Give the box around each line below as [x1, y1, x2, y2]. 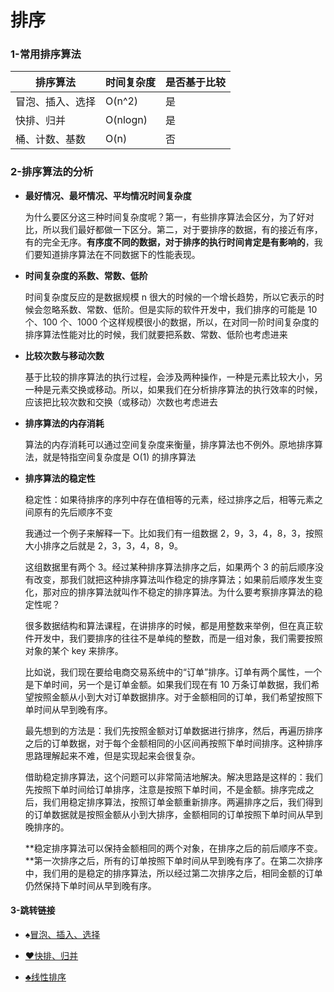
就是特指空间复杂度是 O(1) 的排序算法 [42, 451, 197, 463]
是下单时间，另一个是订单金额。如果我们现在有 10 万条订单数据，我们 [24, 678, 312, 690]
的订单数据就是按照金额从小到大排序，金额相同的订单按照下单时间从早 [24, 808, 315, 820]
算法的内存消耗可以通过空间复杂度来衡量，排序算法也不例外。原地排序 [24, 438, 315, 450]
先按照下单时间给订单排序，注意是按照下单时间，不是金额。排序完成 [24, 783, 306, 795]
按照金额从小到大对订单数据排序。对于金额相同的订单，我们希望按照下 [33, 691, 323, 703]
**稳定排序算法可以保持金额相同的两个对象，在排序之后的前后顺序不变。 [24, 842, 323, 854]
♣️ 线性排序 [24, 971, 67, 983]
